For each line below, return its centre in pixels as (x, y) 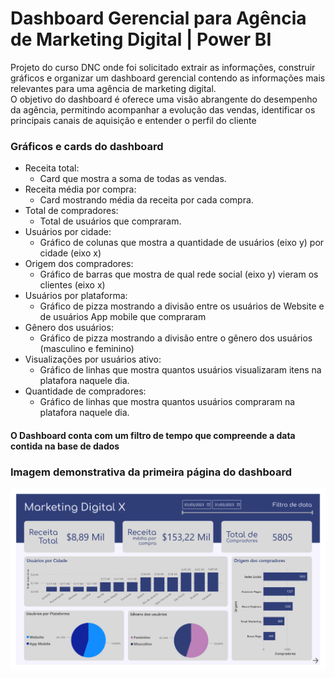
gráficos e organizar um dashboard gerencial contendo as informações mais (168, 78)
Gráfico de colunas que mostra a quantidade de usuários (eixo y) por (182, 243)
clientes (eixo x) (72, 285)
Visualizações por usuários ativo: (93, 359)
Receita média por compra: (80, 189)
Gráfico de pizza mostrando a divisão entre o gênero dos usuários (176, 338)
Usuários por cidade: (68, 232)
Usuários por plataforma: (76, 296)
